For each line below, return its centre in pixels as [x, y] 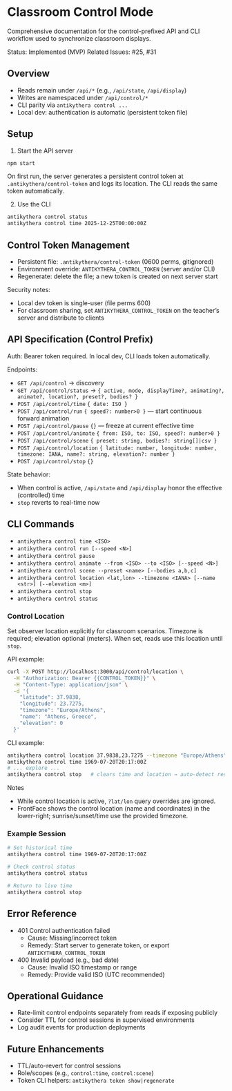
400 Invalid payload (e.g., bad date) [68, 960]
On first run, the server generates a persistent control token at [96, 176]
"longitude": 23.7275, [52, 704]
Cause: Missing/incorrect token [72, 938]
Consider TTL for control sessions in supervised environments [106, 1020]
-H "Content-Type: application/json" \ [71, 684]
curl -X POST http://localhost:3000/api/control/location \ [96, 672]
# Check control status [41, 867]
